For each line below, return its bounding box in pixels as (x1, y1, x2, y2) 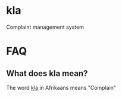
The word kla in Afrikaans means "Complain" (6, 84, 117, 91)
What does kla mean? (6, 68, 88, 78)
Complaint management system (6, 23, 85, 31)
